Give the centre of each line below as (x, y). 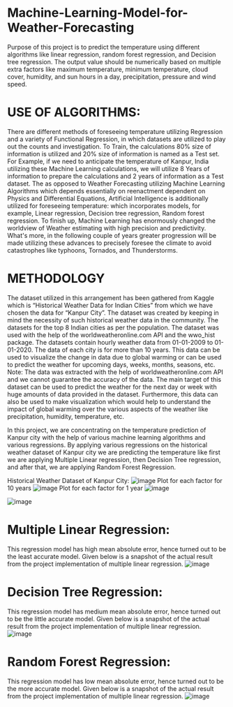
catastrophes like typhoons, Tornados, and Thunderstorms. (92, 250)
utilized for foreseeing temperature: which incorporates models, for (104, 206)
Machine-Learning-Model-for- (98, 13)
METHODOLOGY (56, 279)
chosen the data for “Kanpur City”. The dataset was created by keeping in (113, 313)
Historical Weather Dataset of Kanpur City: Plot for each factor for (115, 480)
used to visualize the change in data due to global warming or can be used (114, 357)
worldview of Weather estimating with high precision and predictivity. (107, 228)
